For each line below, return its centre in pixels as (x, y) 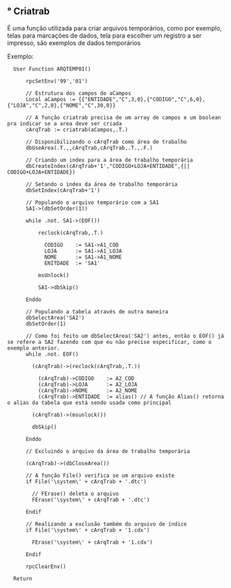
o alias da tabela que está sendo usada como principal (89, 403)
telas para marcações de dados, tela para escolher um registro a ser (104, 35)
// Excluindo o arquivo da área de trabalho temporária (108, 451)
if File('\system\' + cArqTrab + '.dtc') (86, 481)
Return (23, 578)
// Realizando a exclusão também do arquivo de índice (106, 524)
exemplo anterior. (34, 348)
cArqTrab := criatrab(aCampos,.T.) (77, 130)
